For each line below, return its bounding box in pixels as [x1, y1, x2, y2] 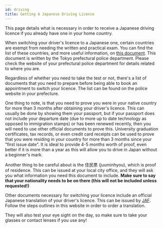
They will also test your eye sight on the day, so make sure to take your [5, 212, 147, 218]
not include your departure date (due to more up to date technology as [5, 115, 147, 121]
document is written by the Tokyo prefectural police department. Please [5, 55, 149, 61]
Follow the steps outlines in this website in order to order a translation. [5, 203, 146, 209]
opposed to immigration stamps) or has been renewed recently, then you [5, 120, 151, 127]
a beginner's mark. [5, 152, 43, 157]
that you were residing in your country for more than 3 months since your [5, 136, 152, 142]
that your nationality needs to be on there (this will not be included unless [5, 177, 157, 183]
